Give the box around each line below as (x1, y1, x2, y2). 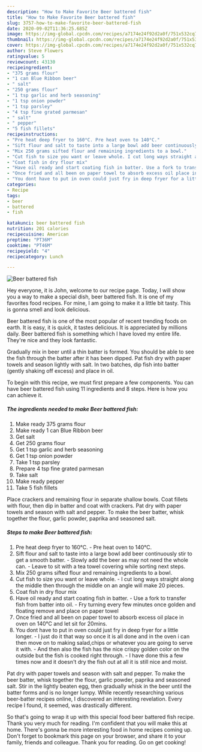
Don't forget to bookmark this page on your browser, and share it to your (7, 732, 186, 740)
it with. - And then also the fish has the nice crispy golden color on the (15, 645, 189, 653)
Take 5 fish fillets (15, 484, 58, 491)
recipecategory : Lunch (7, 253, 64, 259)
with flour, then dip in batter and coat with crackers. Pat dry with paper (7, 502, 182, 509)
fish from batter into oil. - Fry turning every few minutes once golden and (15, 601, 196, 608)
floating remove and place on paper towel (15, 608, 119, 615)
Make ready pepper (15, 478, 65, 485)
